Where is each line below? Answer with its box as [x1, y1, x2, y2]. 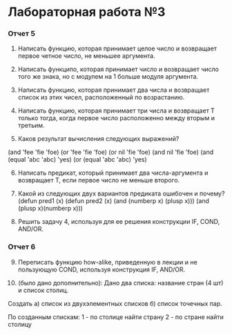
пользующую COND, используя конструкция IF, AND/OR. [17, 265, 186, 274]
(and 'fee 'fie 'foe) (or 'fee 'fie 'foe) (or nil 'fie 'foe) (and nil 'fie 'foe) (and [8, 148, 213, 156]
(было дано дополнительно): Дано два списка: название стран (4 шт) [17, 278, 224, 287]
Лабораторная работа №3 [8, 4, 166, 20]
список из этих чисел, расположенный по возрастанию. [17, 93, 185, 102]
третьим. [17, 122, 45, 130]
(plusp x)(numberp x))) [17, 204, 84, 213]
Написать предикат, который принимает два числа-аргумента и [17, 169, 209, 177]
